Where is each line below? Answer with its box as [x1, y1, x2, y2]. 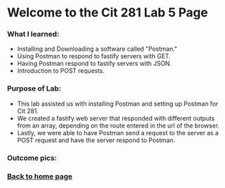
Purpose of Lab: [7, 84, 62, 93]
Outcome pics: [7, 153, 57, 163]
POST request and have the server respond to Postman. [16, 136, 176, 144]
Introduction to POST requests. [16, 67, 105, 75]
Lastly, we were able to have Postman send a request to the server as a [16, 128, 219, 137]
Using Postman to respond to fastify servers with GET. [16, 52, 171, 60]
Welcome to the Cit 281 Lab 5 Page [7, 5, 208, 21]
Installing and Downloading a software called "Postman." [16, 45, 178, 53]
